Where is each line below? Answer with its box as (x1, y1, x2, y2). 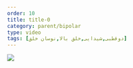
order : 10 (7, 10, 36, 17)
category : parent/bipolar (7, 22, 81, 29)
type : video (7, 29, 41, 36)
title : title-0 (7, 16, 51, 23)
